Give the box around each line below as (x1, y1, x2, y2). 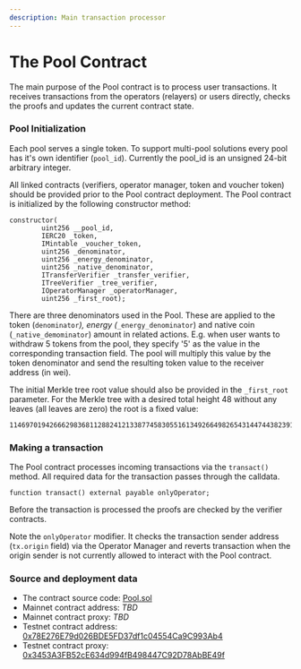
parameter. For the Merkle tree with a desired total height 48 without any (9, 393, 278, 404)
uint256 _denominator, (41, 247, 126, 256)
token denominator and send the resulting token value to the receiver (9, 357, 264, 368)
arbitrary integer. (9, 162, 72, 173)
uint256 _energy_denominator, (41, 254, 154, 264)
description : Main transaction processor (9, 13, 167, 22)
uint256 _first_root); (41, 294, 126, 303)
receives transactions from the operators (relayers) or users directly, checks (9, 90, 291, 101)
